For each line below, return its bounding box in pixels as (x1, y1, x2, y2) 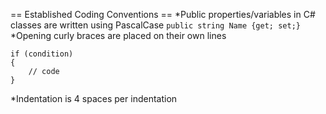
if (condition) (10, 49, 74, 59)
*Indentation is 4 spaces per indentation (10, 93, 178, 104)
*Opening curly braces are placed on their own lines (10, 30, 227, 41)
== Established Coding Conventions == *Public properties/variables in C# (10, 9, 316, 20)
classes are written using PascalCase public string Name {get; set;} (10, 19, 301, 31)
